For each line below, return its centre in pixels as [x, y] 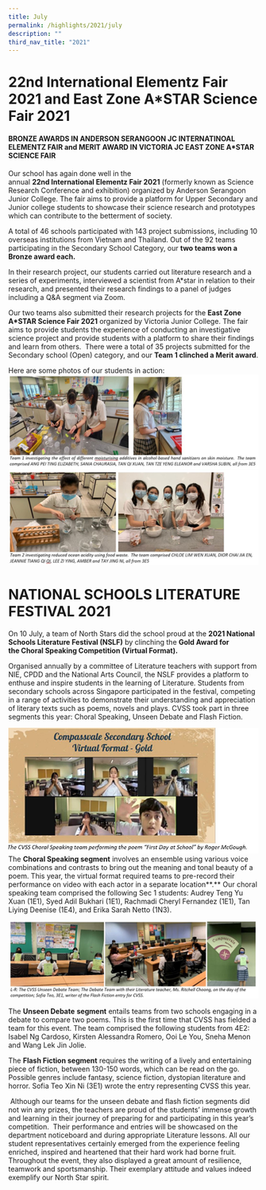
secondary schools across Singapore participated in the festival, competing [132, 691]
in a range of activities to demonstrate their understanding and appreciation [132, 700]
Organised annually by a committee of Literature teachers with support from [133, 665]
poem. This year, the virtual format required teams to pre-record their [121, 876]
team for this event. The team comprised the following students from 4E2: [129, 1028]
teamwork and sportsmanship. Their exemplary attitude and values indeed [130, 1169]
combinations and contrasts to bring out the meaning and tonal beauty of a [131, 868]
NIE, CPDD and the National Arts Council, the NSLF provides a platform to [128, 674]
